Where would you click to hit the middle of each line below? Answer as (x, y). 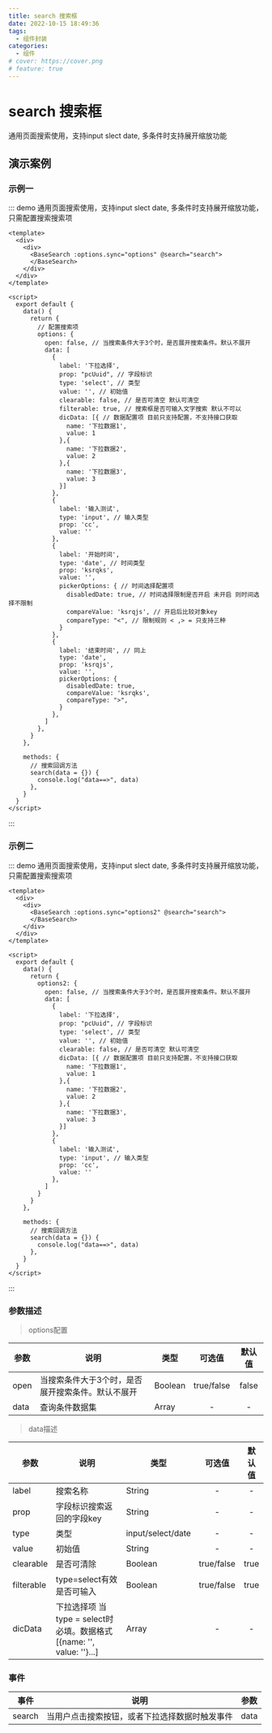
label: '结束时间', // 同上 (103, 650)
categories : (28, 46)
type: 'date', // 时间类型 (102, 564)
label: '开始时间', (89, 555)
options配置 (48, 1329)
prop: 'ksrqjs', (87, 665)
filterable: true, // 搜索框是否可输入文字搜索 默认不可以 (150, 409)
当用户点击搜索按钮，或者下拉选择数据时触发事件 (140, 1717)
